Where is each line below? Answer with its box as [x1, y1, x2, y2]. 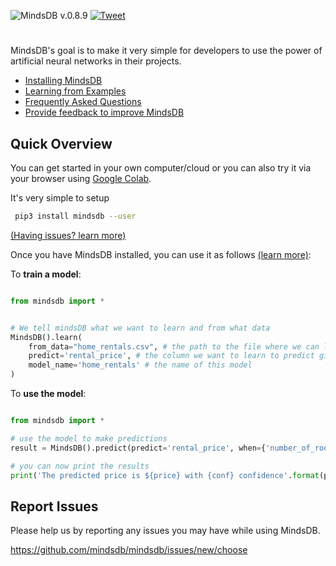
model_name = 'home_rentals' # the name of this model [28, 360, 253, 370]
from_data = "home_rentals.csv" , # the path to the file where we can [28, 341, 320, 352]
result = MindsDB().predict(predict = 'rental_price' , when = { [10, 443, 267, 453]
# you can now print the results [10, 461, 150, 471]
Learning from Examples [24, 85, 127, 97]
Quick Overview [10, 135, 113, 152]
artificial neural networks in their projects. [10, 55, 182, 67]
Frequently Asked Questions [24, 96, 142, 108]
